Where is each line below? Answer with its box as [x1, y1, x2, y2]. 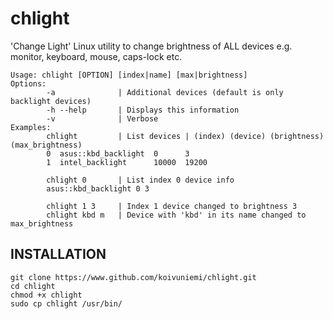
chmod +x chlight [10, 290, 83, 300]
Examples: [10, 122, 52, 132]
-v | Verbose [46, 113, 159, 124]
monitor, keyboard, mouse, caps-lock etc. [10, 50, 183, 62]
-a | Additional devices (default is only [46, 87, 284, 97]
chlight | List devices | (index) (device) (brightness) [46, 131, 325, 141]
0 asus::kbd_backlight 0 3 [46, 148, 190, 159]
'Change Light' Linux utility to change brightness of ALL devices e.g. [10, 40, 293, 52]
